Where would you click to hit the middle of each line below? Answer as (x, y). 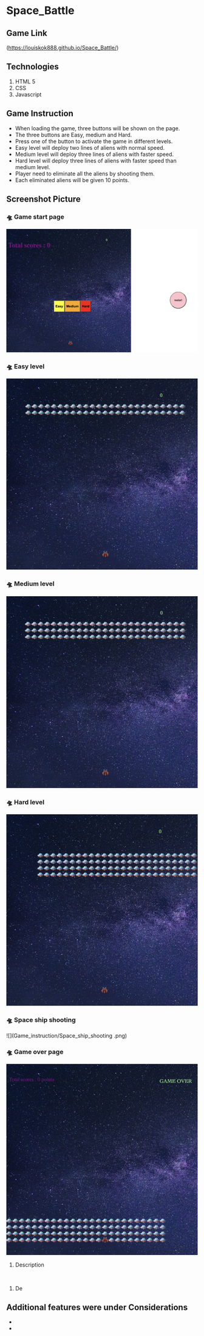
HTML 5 (25, 81)
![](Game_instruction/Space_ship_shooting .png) (67, 1035)
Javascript (28, 94)
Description (29, 1265)
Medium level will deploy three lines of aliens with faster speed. (94, 154)
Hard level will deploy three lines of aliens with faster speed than (96, 160)
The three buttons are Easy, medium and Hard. (73, 135)
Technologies (33, 67)
